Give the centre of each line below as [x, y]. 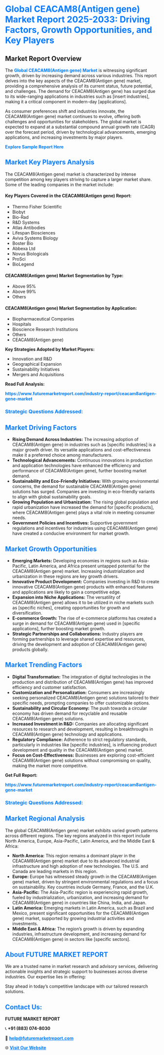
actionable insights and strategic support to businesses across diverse [76, 971]
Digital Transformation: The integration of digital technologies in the [81, 676]
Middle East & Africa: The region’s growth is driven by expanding [78, 929]
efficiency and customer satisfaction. [49, 687]
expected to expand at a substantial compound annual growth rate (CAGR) [80, 127]
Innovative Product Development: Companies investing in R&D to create [86, 582]
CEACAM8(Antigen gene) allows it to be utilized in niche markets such [83, 602]
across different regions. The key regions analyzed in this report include [78, 835]
